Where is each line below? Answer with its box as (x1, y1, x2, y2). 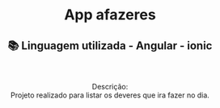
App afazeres (64, 6, 156, 24)
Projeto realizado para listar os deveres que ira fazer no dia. (10, 90, 210, 100)
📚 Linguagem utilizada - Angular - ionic (7, 39, 213, 52)
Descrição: (91, 81, 129, 91)
